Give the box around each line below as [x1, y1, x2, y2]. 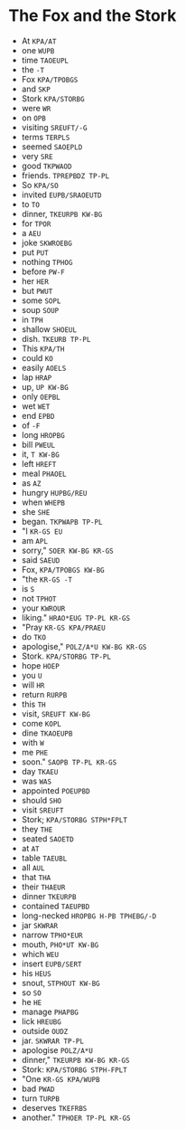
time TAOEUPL [21, 54, 70, 65]
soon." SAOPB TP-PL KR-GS [21, 756, 117, 767]
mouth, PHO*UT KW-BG [21, 938, 99, 950]
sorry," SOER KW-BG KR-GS [21, 545, 114, 556]
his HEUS [21, 967, 51, 978]
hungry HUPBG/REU [21, 487, 88, 498]
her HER [21, 275, 49, 286]
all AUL [21, 861, 45, 873]
